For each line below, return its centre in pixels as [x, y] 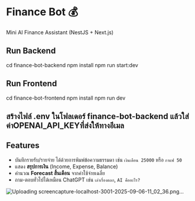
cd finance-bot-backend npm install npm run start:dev [72, 65]
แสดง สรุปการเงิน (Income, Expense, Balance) [66, 166]
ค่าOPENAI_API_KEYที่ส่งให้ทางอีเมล [65, 125]
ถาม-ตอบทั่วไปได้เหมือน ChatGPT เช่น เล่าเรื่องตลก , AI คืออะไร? [77, 179]
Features [23, 146]
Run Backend [31, 51]
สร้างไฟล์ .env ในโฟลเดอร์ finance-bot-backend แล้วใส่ [97, 116]
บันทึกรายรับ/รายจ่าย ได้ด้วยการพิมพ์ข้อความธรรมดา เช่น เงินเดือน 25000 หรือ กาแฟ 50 [98, 160]
